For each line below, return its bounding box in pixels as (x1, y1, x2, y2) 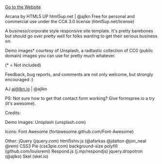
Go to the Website (5, 4, 41, 10)
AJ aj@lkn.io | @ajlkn (5, 86, 48, 91)
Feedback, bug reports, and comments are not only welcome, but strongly (5, 72, 154, 77)
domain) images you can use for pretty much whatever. (5, 53, 115, 59)
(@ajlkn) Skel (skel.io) (5, 153, 49, 159)
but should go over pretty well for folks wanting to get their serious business (5, 33, 158, 39)
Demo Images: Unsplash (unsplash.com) (5, 119, 86, 125)
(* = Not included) (5, 62, 41, 68)
